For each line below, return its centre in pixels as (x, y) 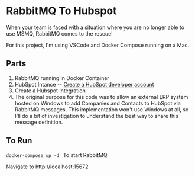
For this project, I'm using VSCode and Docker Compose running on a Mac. (98, 45)
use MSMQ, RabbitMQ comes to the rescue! (60, 33)
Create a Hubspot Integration (50, 91)
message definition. (39, 122)
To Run (19, 141)
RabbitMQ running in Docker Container (62, 78)
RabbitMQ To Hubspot (61, 11)
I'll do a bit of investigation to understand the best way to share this (97, 116)
